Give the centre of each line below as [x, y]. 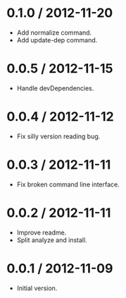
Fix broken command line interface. [68, 184]
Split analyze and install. [52, 240]
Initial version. [37, 288]
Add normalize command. [54, 32]
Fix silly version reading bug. [58, 136]
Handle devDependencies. [55, 88]
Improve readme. [42, 232]
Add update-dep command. [57, 40]
